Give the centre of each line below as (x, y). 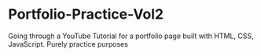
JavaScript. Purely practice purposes (68, 44)
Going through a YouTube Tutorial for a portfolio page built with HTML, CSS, (131, 36)
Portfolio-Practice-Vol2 (86, 14)
